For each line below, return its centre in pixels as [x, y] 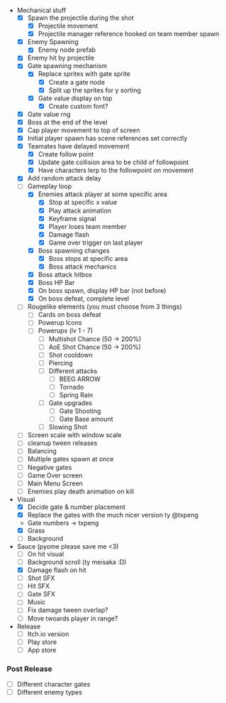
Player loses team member [87, 226]
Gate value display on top [75, 98]
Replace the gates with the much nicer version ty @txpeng [113, 515]
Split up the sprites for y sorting [95, 90]
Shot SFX [41, 578]
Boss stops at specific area [88, 258]
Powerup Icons [60, 323]
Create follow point [66, 154]
